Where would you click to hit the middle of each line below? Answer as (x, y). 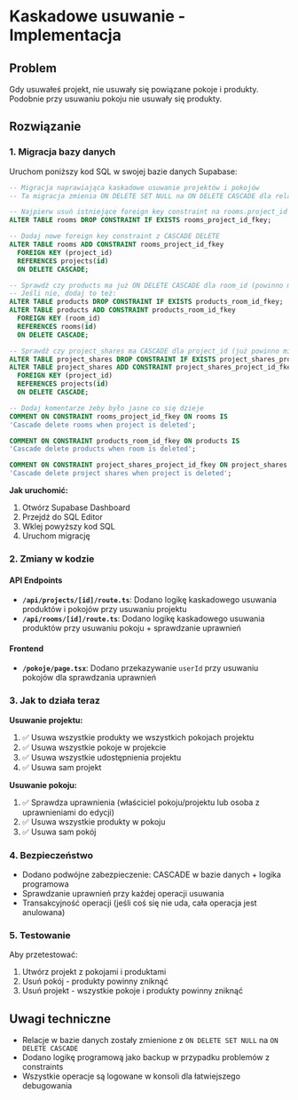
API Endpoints (36, 580)
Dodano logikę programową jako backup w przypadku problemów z (146, 1057)
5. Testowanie (40, 935)
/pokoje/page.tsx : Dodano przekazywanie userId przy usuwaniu (140, 668)
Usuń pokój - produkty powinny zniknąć (95, 981)
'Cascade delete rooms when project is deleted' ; (103, 425)
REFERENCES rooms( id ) (57, 326)
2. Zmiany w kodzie (52, 559)
